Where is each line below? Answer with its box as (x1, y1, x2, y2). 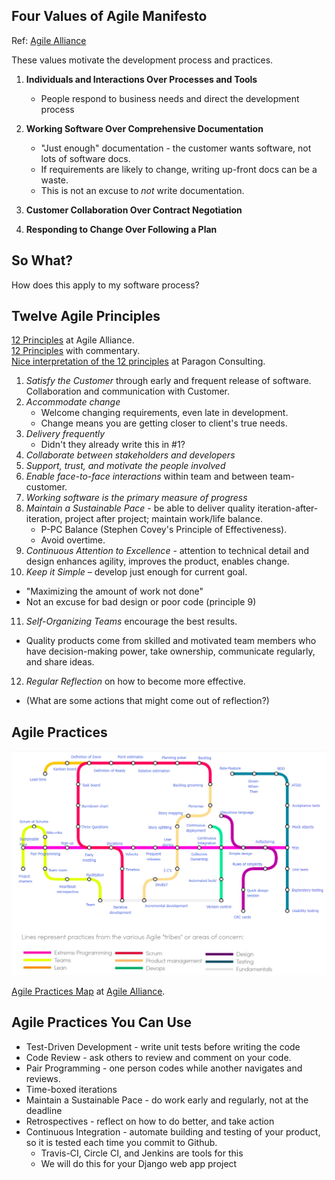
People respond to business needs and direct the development (40, 92, 300, 104)
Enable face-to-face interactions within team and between (25, 470, 268, 483)
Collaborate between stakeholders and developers (25, 449, 236, 461)
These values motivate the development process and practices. (11, 54, 274, 66)
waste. (40, 174, 69, 186)
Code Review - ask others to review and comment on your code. (25, 1051, 292, 1063)
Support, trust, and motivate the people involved (25, 460, 226, 472)
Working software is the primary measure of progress (25, 492, 248, 504)
